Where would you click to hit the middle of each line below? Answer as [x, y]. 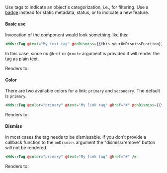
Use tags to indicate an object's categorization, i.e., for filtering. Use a [77, 7]
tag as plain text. [22, 59]
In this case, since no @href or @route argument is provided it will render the [83, 54]
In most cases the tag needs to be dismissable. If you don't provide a [76, 137]
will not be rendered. [26, 148]
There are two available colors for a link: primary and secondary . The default [83, 91]
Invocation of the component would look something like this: [67, 35]
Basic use [15, 24]
